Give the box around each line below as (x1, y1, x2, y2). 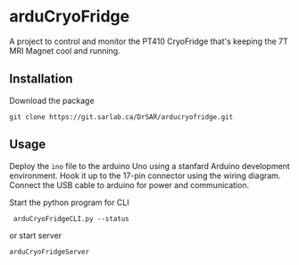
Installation (9, 72, 73, 87)
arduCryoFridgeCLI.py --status (12, 214, 129, 223)
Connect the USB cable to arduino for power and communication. (9, 179, 250, 190)
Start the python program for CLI (9, 197, 129, 208)
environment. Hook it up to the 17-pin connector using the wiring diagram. (9, 170, 281, 181)
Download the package (9, 95, 96, 106)
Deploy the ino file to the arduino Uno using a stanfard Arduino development (9, 160, 290, 171)
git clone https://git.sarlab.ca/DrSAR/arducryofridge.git (9, 112, 234, 122)
